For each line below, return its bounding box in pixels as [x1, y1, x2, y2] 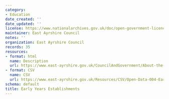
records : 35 [5, 44, 30, 49]
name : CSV [10, 72, 30, 77]
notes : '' [5, 35, 26, 40]
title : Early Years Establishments [5, 86, 80, 91]
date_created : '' [5, 16, 42, 21]
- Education [5, 12, 30, 17]
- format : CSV [5, 68, 35, 73]
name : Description [10, 58, 49, 63]
